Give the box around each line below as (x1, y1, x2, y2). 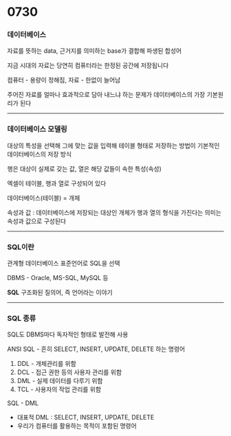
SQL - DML (7, 399, 39, 407)
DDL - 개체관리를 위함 (16, 360, 77, 368)
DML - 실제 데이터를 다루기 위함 (16, 377, 103, 385)
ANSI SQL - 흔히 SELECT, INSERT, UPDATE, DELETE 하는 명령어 (7, 345, 186, 354)
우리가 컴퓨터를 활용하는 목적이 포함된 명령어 (16, 422, 137, 430)
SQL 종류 (7, 314, 36, 323)
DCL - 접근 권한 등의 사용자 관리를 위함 (16, 368, 122, 376)
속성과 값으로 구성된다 (7, 217, 67, 225)
